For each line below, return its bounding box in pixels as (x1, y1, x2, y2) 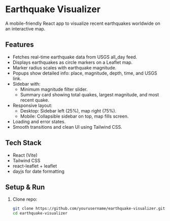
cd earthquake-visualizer (12, 211, 67, 216)
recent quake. (20, 97, 50, 103)
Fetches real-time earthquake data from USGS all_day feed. (12, 54, 138, 60)
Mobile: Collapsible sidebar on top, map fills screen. (20, 113, 129, 119)
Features (5, 41, 34, 49)
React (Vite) (12, 152, 38, 158)
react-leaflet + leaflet (12, 163, 57, 169)
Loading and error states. (12, 118, 66, 125)
